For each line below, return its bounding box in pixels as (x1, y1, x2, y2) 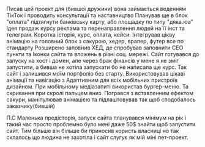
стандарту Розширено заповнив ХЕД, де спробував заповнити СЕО (6, 44, 184, 51)
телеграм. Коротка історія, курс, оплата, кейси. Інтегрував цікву (6, 31, 176, 38)
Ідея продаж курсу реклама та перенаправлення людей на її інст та (6, 24, 185, 32)
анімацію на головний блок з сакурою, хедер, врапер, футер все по (6, 38, 184, 45)
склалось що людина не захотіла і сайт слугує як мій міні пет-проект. (6, 134, 188, 141)
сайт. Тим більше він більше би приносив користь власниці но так (6, 127, 179, 134)
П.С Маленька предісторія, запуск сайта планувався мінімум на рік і (6, 114, 187, 121)
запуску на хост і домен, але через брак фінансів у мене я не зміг (6, 57, 179, 64)
